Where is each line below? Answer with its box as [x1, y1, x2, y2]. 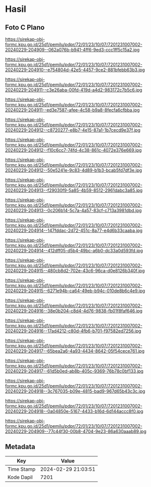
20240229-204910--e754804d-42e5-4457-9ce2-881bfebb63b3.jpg [5, 67, 145, 73]
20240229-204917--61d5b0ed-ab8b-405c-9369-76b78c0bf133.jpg [5, 368, 144, 374]
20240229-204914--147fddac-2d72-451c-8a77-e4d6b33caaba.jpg [5, 227, 143, 233]
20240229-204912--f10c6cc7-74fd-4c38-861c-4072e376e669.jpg [5, 147, 142, 153]
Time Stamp [7, 466, 36, 473]
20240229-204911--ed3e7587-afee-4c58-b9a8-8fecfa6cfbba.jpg [5, 107, 140, 113]
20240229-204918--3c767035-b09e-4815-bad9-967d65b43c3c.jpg [5, 388, 146, 394]
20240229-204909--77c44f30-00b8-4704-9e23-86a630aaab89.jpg [5, 429, 147, 434]
